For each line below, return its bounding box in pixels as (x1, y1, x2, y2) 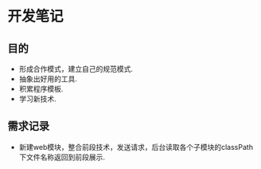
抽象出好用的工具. (18, 74, 77, 84)
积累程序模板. (18, 84, 64, 93)
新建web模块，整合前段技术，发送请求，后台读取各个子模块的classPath (18, 142, 254, 151)
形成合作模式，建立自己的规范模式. (18, 65, 133, 73)
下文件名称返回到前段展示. (18, 152, 105, 162)
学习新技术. (18, 94, 56, 104)
